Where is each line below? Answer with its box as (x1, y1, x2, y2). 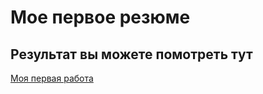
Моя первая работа (10, 72, 94, 84)
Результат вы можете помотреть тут (10, 46, 253, 63)
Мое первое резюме (10, 6, 191, 29)
